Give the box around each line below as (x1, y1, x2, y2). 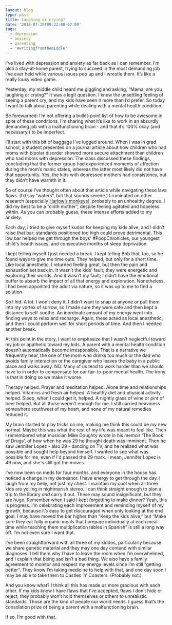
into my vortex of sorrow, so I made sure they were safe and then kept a (5, 304, 158, 310)
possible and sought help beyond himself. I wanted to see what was (5, 448, 149, 454)
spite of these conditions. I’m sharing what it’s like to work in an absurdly (5, 118, 159, 124)
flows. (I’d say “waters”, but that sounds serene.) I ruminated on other (5, 192, 152, 198)
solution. (5, 289, 24, 295)
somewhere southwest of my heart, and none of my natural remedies (5, 406, 151, 412)
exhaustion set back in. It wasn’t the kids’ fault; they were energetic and (5, 267, 158, 273)
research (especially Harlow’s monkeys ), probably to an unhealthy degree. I (5, 198, 165, 204)
